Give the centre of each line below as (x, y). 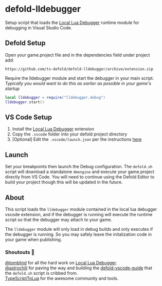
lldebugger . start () (25, 102)
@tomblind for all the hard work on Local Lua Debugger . (61, 263)
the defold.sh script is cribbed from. (41, 273)
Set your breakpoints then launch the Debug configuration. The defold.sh (79, 167)
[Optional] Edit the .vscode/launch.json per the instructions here (77, 139)
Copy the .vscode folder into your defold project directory (70, 134)
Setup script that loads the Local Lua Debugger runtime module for (72, 22)
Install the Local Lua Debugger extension (53, 129)
